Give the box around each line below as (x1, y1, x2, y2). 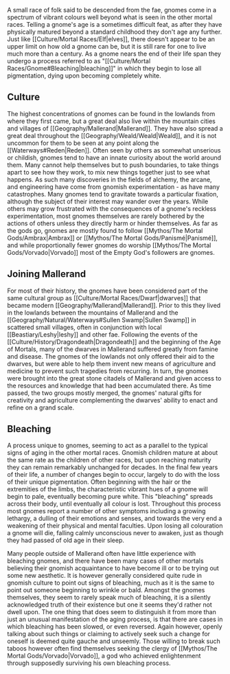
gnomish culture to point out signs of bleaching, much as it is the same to (7, 578, 215, 587)
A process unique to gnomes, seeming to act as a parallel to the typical (7, 441, 208, 449)
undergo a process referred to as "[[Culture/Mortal (7, 57, 151, 65)
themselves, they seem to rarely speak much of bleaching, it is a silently (7, 594, 211, 602)
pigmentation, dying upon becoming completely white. (7, 71, 161, 80)
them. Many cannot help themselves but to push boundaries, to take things (7, 161, 219, 169)
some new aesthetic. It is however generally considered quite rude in (7, 572, 203, 580)
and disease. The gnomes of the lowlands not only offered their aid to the (7, 352, 215, 360)
